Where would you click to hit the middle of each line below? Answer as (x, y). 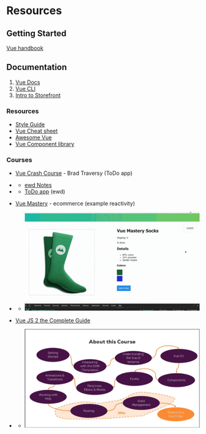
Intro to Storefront (38, 95)
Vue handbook (25, 48)
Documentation (37, 67)
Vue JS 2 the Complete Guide (53, 320)
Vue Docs (28, 82)
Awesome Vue (33, 138)
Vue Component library (45, 144)
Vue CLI (25, 88)
